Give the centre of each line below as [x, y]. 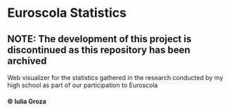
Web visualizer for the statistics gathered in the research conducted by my [115, 78]
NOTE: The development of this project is [100, 39]
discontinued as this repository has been [99, 50]
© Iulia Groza [27, 101]
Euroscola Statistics [67, 13]
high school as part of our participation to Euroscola [83, 85]
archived [27, 61]
